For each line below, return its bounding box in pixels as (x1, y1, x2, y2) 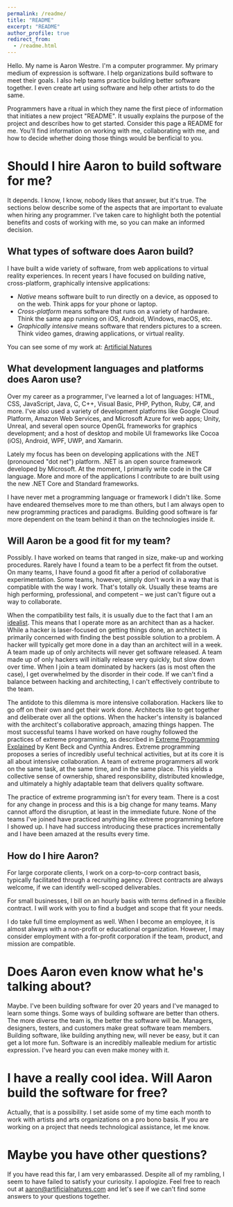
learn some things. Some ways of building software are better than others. (7, 1009, 220, 1017)
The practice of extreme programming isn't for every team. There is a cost (7, 793, 220, 801)
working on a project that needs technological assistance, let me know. (7, 1123, 210, 1131)
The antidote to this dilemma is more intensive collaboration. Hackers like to (7, 699, 223, 707)
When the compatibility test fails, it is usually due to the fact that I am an (7, 611, 213, 619)
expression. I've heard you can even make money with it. (7, 1046, 170, 1054)
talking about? (7, 979, 92, 994)
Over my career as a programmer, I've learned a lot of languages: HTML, (7, 392, 215, 400)
